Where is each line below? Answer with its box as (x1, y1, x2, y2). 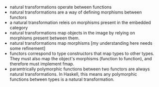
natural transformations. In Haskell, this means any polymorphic (9, 71, 137, 77)
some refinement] (9, 46, 46, 51)
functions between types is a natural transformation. (9, 76, 115, 82)
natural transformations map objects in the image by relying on (9, 30, 135, 35)
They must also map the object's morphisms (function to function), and (9, 56, 152, 61)
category (9, 25, 28, 31)
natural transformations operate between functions (9, 4, 112, 10)
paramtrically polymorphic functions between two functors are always (9, 66, 150, 72)
